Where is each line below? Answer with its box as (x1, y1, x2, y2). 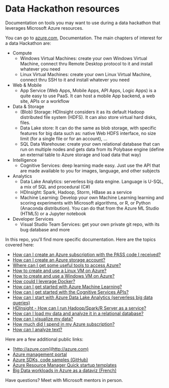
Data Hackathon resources (5, 3, 120, 15)
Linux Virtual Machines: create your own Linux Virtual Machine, (20, 71, 152, 77)
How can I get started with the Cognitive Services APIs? (12, 289, 129, 295)
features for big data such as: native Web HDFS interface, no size (20, 130, 156, 136)
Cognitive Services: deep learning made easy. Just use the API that (20, 162, 160, 168)
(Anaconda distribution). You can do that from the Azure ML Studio (20, 205, 159, 211)
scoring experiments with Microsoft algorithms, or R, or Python (20, 200, 151, 206)
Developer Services (12, 216, 54, 222)
